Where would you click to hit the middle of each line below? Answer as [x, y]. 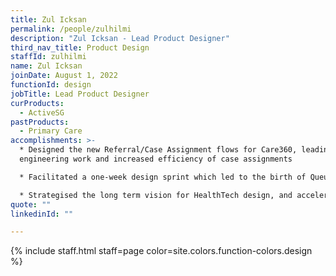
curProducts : [37, 103]
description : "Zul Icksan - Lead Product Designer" [120, 38]
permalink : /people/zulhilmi [71, 29]
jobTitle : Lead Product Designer [80, 94]
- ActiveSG [42, 112]
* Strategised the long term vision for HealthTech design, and [156, 195]
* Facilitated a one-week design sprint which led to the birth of [163, 177]
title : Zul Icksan [48, 19]
